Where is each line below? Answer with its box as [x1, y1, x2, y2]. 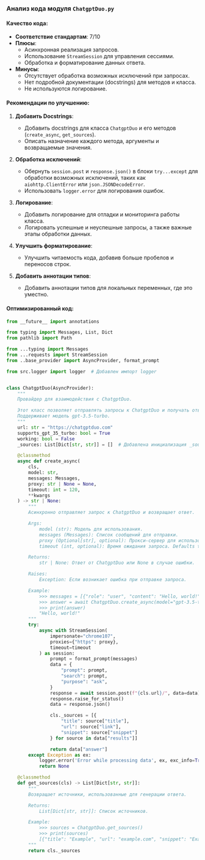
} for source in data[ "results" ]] [49, 735, 138, 741]
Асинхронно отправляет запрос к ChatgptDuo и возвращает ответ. [28, 510, 195, 516]
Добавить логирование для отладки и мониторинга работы [24, 211, 180, 218]
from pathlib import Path [6, 335, 72, 341]
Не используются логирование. [24, 85, 107, 92]
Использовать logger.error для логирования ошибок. [24, 187, 165, 195]
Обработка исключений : [15, 156, 82, 163]
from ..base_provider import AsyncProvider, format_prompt [6, 357, 160, 363]
